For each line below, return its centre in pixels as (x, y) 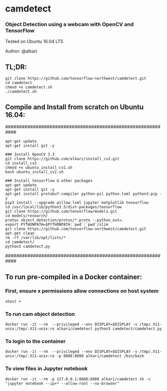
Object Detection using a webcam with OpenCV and (69, 25)
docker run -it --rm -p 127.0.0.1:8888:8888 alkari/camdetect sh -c (78, 379)
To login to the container (35, 341)
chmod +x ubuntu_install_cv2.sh (39, 168)
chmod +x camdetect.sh (29, 87)
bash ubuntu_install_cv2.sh (34, 172)
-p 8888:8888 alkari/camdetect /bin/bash (100, 356)
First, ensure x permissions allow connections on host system (82, 291)
